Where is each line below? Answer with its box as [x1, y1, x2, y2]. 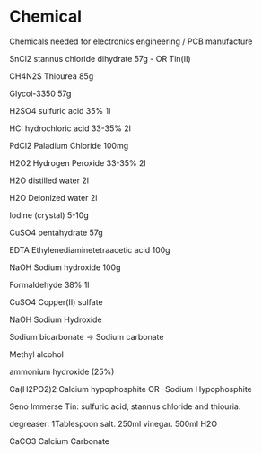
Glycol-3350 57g [9, 88, 72, 99]
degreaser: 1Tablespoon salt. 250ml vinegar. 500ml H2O [9, 418, 218, 429]
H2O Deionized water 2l [9, 192, 98, 203]
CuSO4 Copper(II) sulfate [9, 296, 103, 307]
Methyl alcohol [9, 348, 65, 360]
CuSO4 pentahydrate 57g [9, 227, 103, 238]
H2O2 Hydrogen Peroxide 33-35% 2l [9, 157, 146, 168]
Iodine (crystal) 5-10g [9, 209, 89, 221]
